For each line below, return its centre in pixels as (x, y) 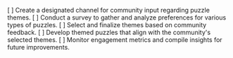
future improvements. (39, 47)
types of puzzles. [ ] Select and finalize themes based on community (107, 25)
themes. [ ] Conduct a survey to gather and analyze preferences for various (117, 17)
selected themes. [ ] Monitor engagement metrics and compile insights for (115, 40)
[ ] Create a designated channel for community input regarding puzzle (108, 10)
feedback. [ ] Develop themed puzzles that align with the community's (109, 32)
